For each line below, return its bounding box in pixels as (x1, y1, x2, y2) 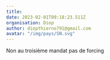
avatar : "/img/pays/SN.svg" (6, 31, 76, 37)
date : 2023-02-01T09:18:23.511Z (6, 14, 86, 20)
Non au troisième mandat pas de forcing (6, 47, 105, 54)
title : (6, 8, 22, 15)
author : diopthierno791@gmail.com (6, 25, 92, 31)
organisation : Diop (6, 20, 54, 26)
